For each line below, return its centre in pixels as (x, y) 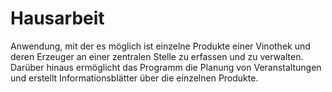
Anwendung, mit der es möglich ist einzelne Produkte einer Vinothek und (160, 46)
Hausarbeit (57, 18)
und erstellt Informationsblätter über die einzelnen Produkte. (134, 78)
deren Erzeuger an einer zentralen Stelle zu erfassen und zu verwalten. (157, 56)
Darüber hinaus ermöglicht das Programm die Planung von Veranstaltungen (166, 67)
